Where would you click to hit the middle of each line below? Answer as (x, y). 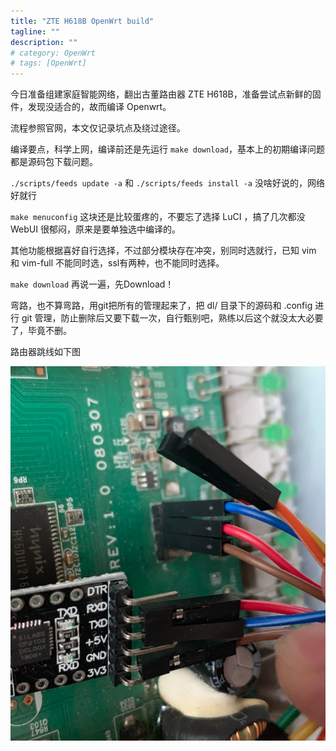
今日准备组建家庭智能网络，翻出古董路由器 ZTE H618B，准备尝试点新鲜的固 (166, 94)
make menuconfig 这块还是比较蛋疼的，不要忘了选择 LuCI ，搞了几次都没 (158, 217)
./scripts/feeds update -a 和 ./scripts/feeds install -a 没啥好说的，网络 (167, 183)
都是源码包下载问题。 (54, 162)
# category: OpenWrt (53, 53)
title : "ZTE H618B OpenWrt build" (82, 21)
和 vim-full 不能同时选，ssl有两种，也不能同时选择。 (117, 263)
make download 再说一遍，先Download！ (92, 284)
